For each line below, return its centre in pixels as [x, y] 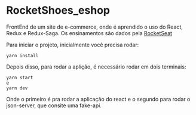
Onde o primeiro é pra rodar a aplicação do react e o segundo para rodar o [98, 99]
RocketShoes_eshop [58, 10]
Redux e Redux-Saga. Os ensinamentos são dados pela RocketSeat [89, 33]
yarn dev [17, 88]
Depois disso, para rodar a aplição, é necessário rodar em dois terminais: [96, 67]
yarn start [20, 77]
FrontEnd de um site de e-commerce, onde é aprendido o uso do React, [95, 27]
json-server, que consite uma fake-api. [54, 105]
